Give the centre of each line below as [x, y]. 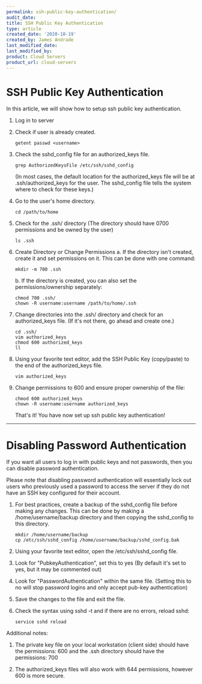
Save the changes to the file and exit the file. [70, 599]
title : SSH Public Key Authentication [55, 23]
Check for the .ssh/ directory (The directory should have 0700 [92, 223]
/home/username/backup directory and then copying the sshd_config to [104, 518]
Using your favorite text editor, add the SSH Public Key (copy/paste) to [102, 359]
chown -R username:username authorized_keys [72, 404]
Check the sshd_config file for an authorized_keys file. [82, 154]
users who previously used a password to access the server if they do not [98, 487]
